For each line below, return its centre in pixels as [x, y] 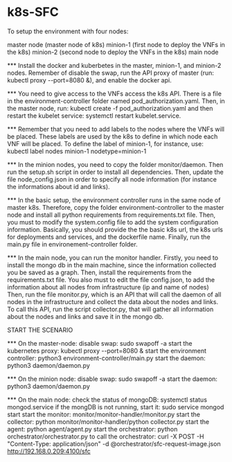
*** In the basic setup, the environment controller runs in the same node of [114, 200]
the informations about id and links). [59, 186]
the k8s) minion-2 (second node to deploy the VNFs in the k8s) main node [113, 52]
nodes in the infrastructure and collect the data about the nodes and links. [113, 301]
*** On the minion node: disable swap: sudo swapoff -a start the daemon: [113, 379]
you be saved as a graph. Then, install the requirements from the [99, 272]
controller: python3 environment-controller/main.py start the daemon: [106, 358]
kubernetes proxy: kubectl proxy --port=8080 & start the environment [107, 350]
